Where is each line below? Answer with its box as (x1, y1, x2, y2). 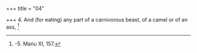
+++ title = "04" (6, 5, 45, 12)
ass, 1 (6, 23, 19, 30)
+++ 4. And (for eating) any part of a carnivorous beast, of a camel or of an (6, 16, 188, 23)
